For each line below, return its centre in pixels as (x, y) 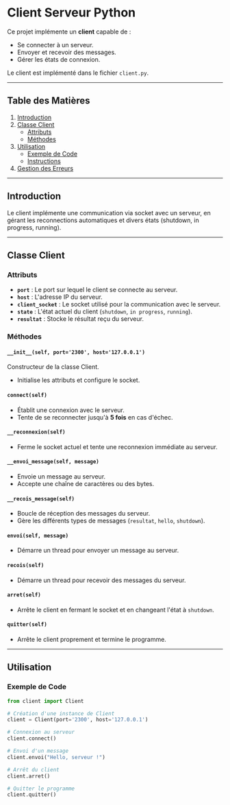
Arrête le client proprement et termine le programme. (91, 639)
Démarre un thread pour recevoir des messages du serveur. (101, 580)
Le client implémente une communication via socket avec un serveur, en (109, 213)
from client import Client (46, 701)
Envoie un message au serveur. (61, 476)
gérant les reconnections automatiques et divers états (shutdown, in (103, 220)
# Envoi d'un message (38, 751)
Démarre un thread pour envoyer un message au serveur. (98, 551)
